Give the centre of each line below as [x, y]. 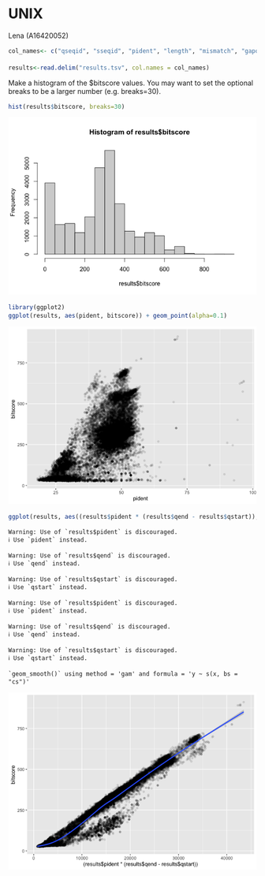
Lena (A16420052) [39, 35]
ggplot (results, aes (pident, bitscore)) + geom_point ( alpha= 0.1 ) [118, 316]
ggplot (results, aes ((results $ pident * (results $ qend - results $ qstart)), [134, 517]
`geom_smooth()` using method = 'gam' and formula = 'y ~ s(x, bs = [123, 674]
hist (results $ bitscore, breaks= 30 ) [67, 106]
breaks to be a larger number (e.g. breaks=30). [85, 91]
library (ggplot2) [37, 308]
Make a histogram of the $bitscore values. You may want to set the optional [131, 83]
